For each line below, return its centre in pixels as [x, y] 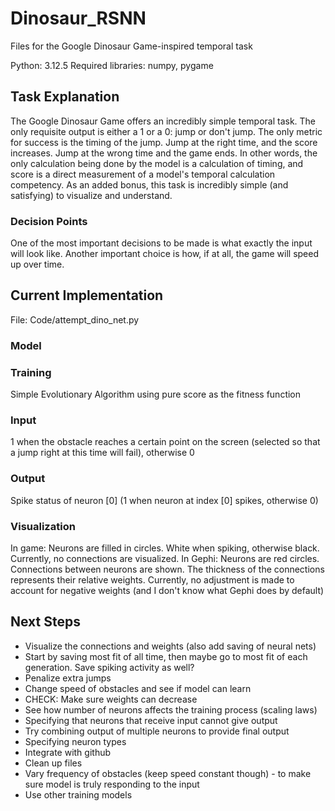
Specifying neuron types [75, 741]
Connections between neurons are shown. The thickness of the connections [167, 569]
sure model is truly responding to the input [112, 784]
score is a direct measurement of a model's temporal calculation [143, 174]
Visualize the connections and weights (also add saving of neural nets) [170, 646]
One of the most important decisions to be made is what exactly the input [161, 243]
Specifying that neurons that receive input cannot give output [151, 720]
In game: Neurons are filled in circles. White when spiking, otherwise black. [165, 548]
